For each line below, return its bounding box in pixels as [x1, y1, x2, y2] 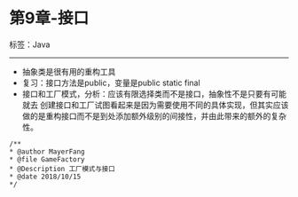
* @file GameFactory [9, 154, 86, 164]
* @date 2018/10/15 [9, 172, 82, 181]
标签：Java [9, 39, 51, 50]
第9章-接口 [9, 8, 90, 28]
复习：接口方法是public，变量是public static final [21, 77, 201, 88]
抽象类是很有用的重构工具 [21, 66, 116, 76]
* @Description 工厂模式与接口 [9, 164, 115, 173]
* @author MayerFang [9, 147, 86, 156]
